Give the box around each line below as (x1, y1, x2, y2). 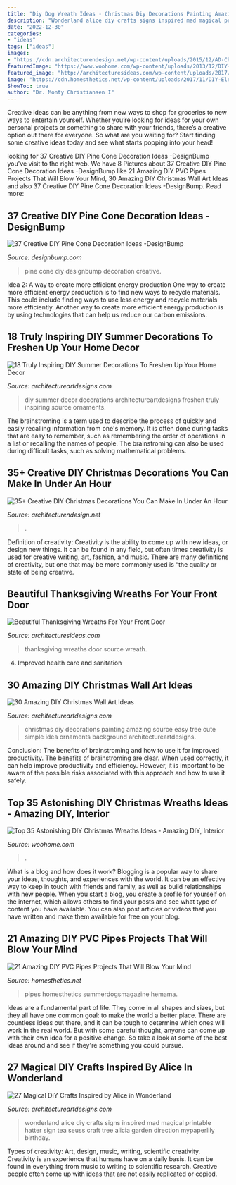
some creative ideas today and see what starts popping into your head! (7, 138, 214, 147)
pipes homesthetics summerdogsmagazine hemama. (24, 990, 178, 998)
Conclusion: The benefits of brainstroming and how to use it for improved (7, 747, 220, 755)
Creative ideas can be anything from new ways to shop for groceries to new (7, 109, 227, 117)
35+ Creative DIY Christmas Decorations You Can (7, 467, 229, 479)
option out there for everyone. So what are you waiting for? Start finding (7, 131, 216, 140)
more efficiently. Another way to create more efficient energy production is (7, 302, 223, 311)
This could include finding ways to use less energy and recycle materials (7, 295, 218, 304)
